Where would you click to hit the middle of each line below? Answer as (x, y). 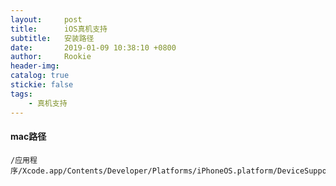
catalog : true (40, 76)
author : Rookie (51, 57)
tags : (21, 94)
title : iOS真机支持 (59, 29)
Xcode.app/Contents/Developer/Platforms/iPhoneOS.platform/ (150, 171)
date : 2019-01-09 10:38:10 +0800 (93, 47)
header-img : (35, 66)
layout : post (46, 19)
